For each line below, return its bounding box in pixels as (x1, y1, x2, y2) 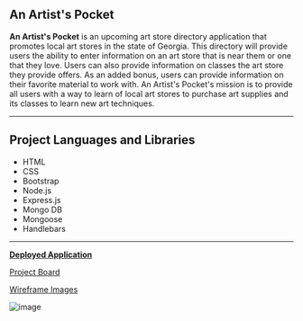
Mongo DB (22, 204, 63, 215)
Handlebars (22, 223, 66, 234)
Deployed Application (9, 249, 93, 260)
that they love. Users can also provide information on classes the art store (9, 59, 284, 70)
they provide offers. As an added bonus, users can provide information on (9, 69, 284, 80)
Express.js (22, 194, 61, 205)
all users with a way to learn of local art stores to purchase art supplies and (9, 88, 289, 99)
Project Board (9, 266, 60, 277)
